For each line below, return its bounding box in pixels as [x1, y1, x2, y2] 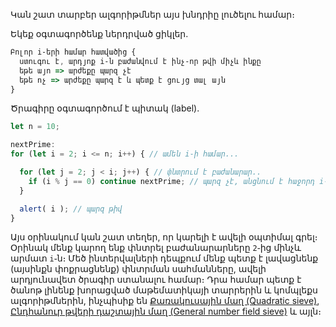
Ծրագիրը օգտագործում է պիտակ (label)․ [10, 102, 200, 114]
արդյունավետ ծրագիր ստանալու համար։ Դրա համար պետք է [10, 274, 302, 286]
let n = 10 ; [10, 122, 60, 132]
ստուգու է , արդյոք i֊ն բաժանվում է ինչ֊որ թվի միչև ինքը [19, 56, 262, 66]
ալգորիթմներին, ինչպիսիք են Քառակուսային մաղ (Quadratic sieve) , [10, 295, 320, 307]
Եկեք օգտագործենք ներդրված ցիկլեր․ [10, 28, 189, 39]
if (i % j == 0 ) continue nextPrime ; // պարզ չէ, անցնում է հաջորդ [28, 176, 315, 186]
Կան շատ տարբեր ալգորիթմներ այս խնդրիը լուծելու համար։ [10, 9, 295, 20]
